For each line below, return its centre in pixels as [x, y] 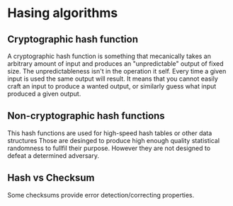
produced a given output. [44, 94]
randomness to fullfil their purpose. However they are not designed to [109, 148]
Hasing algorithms [63, 13]
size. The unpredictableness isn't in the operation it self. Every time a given [117, 71]
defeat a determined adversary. [53, 155]
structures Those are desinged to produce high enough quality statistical [114, 140]
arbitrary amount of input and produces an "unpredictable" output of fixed [115, 64]
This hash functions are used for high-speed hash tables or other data [110, 133]
